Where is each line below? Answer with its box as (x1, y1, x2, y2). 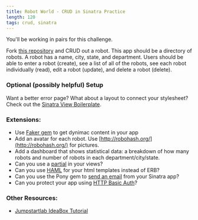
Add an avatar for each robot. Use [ (14, 135, 102, 142)
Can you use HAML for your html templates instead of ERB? (14, 166, 160, 173)
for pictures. (69, 141, 99, 148)
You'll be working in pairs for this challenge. (6, 36, 113, 43)
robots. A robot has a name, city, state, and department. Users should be (6, 54, 184, 61)
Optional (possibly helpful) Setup (6, 81, 103, 89)
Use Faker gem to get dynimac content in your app (14, 128, 139, 136)
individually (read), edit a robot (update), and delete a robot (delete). (6, 66, 173, 73)
